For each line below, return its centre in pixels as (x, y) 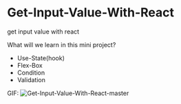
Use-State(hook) (41, 58)
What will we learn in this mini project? (62, 44)
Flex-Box (30, 65)
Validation (31, 79)
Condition (31, 73)
